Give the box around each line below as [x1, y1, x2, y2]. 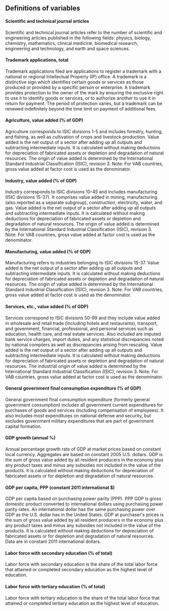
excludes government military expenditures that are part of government [5, 418, 154, 424]
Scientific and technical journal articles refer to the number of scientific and [5, 29, 162, 35]
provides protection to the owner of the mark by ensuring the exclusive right [5, 89, 164, 95]
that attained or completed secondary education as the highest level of [5, 567, 153, 573]
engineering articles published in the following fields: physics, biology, [5, 35, 151, 41]
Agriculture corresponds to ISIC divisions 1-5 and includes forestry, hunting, [5, 129, 163, 134]
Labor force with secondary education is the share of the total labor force [5, 561, 158, 567]
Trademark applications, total [5, 57, 69, 63]
